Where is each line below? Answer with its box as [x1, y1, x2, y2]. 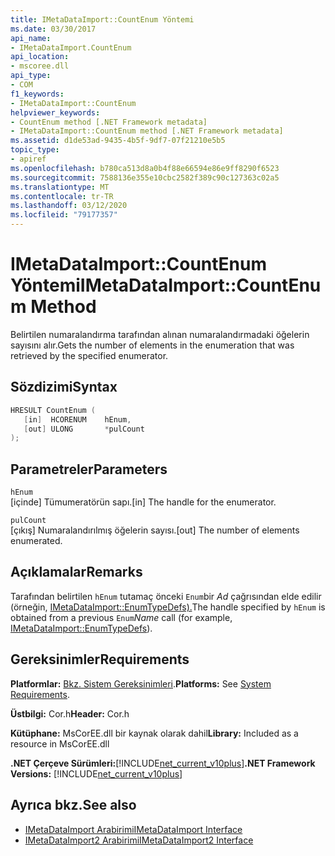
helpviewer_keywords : [10, 107, 101, 118]
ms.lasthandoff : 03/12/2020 [10, 201, 128, 211]
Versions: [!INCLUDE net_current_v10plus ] [10, 767, 183, 780]
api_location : [10, 52, 70, 62]
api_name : [10, 33, 52, 43]
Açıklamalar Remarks [10, 564, 143, 581]
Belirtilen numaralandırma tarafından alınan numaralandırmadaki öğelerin [10, 328, 310, 340]
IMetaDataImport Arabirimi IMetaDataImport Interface [24, 823, 243, 835]
